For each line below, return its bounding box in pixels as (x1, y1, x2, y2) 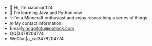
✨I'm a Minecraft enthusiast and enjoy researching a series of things (9, 15, 148, 20)
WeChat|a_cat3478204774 (9, 36, 64, 41)
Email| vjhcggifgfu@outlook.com (9, 26, 75, 31)
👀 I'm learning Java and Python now (9, 10, 82, 15)
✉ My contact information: (9, 20, 63, 26)
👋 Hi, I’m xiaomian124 (9, 5, 53, 10)
